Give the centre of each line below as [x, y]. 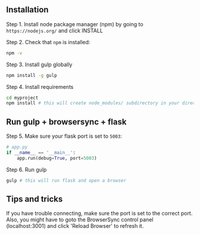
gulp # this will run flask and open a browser [66, 180]
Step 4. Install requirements [40, 86]
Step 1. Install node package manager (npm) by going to [75, 24]
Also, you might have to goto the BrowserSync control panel [80, 219]
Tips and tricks [35, 199]
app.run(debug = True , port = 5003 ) [57, 158]
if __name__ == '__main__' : [41, 153]
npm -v [14, 53]
